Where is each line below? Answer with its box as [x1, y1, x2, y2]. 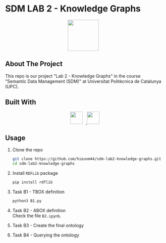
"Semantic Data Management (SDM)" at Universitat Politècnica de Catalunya [5, 78, 162, 84]
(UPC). [5, 83, 19, 90]
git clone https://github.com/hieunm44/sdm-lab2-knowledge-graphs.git [12, 156, 162, 162]
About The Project [5, 60, 63, 68]
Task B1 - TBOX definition [12, 189, 65, 195]
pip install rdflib [12, 180, 53, 185]
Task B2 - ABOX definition [12, 207, 66, 213]
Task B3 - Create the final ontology [12, 222, 84, 228]
